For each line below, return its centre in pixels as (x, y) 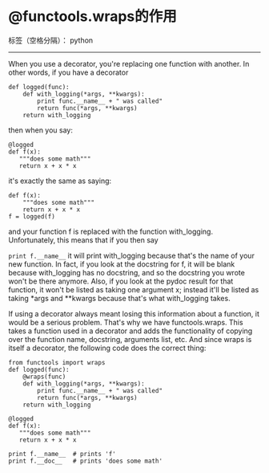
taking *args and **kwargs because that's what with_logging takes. (119, 298)
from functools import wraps (57, 362)
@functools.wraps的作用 (93, 16)
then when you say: (41, 130)
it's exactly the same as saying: (60, 181)
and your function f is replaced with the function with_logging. (111, 231)
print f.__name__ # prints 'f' (62, 454)
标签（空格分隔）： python (51, 40)
